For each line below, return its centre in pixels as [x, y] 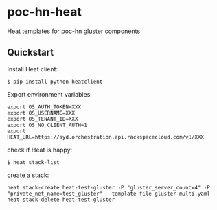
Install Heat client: [33, 69]
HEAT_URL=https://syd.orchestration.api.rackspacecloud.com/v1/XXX [106, 137]
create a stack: [28, 175]
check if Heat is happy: [40, 150]
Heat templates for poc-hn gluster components [74, 31]
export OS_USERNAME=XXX [41, 113]
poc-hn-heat [45, 12]
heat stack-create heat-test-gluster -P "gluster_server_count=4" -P [109, 187]
